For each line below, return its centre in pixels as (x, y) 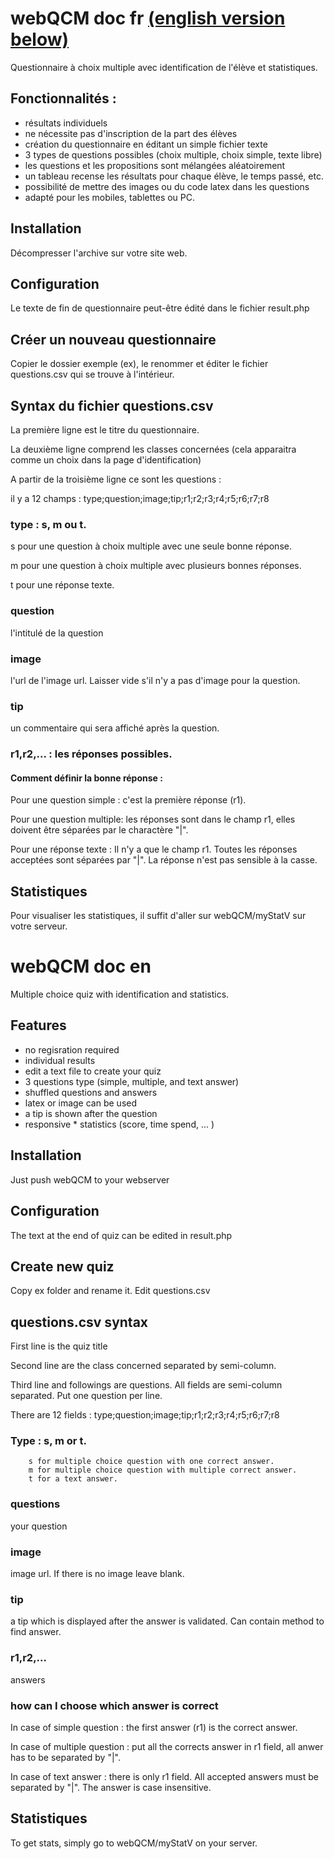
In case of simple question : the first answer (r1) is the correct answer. (154, 1727)
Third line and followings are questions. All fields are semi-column (146, 1385)
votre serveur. (39, 926)
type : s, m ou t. (48, 524)
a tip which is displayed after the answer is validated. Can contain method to (167, 1621)
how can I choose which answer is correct (114, 1705)
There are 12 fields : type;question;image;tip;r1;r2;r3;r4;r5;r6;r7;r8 (145, 1415)
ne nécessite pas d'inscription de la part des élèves (131, 133)
